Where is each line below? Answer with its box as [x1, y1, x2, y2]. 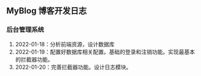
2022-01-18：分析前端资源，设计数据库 [15, 40, 115, 47]
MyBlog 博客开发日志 [6, 5, 87, 16]
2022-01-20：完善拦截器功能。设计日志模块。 [15, 63, 132, 71]
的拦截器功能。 [15, 55, 53, 63]
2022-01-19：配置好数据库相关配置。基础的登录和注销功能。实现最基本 [15, 48, 195, 55]
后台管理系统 [6, 26, 45, 34]
